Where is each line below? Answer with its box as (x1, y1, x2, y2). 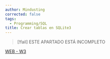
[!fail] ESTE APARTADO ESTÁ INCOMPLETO (17, 39, 106, 45)
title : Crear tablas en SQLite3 (5, 26, 71, 30)
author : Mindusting (5, 7, 45, 12)
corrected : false (5, 12, 41, 17)
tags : (5, 16, 16, 21)
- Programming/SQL (9, 21, 48, 26)
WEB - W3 (5, 49, 27, 55)
